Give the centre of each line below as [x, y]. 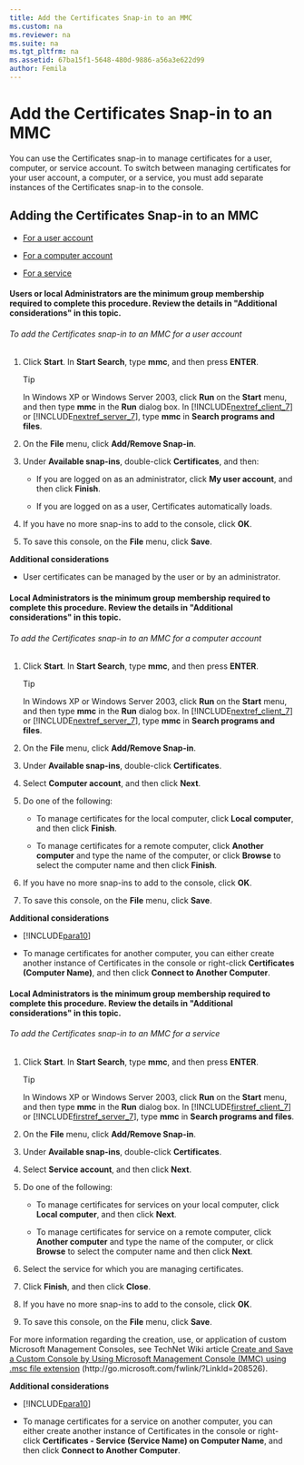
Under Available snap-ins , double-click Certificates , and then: [141, 461]
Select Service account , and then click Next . [107, 1169]
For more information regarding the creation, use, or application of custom [148, 1339]
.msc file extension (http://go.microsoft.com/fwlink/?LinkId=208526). [139, 1369]
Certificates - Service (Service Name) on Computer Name [153, 1441]
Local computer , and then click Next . [106, 1215]
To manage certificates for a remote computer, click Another [150, 846]
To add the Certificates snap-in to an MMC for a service [115, 1034]
